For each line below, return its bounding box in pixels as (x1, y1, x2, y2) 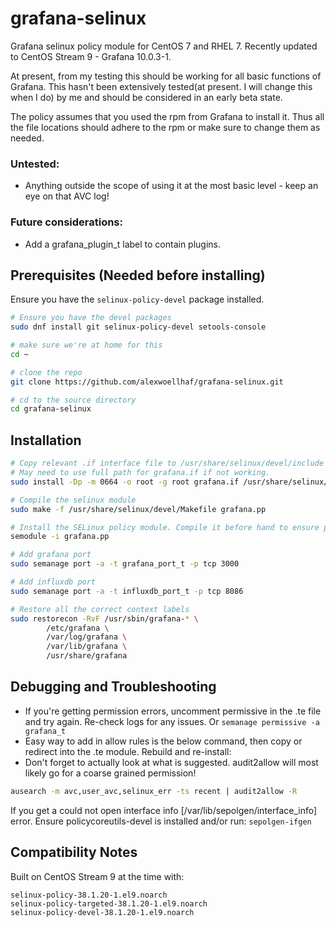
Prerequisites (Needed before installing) (10, 267, 266, 284)
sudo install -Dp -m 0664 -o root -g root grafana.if (10, 477, 240, 487)
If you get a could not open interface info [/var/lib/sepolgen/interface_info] (10, 804, 318, 816)
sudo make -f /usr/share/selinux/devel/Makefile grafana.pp (10, 504, 267, 514)
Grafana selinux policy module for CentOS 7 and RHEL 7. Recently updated (10, 40, 318, 52)
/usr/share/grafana (46, 651, 128, 661)
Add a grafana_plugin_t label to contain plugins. (24, 238, 222, 250)
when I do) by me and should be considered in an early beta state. (10, 91, 283, 103)
